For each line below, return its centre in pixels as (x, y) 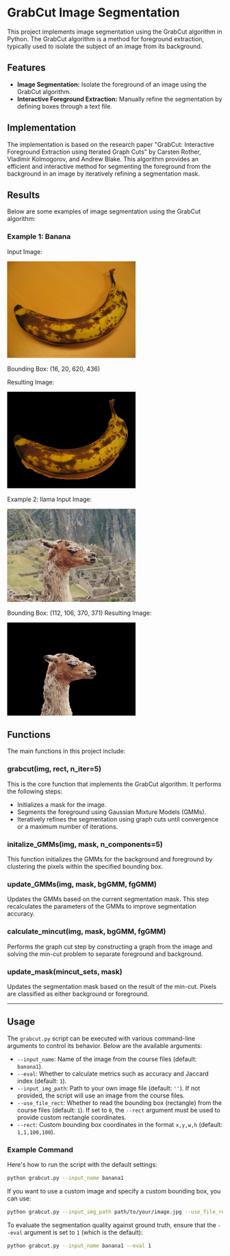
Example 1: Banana (39, 237)
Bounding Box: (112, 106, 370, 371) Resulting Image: (79, 613)
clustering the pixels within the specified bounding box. (85, 866)
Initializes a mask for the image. (62, 804)
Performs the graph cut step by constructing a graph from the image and (110, 946)
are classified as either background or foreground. (78, 994)
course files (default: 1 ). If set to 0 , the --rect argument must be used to (118, 1110)
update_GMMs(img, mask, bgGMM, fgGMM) (82, 884)
